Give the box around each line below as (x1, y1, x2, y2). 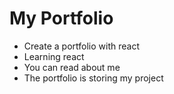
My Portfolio (9, 7, 114, 30)
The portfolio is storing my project (23, 72, 164, 84)
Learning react (23, 50, 85, 62)
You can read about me (23, 61, 121, 73)
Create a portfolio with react (23, 40, 140, 52)
